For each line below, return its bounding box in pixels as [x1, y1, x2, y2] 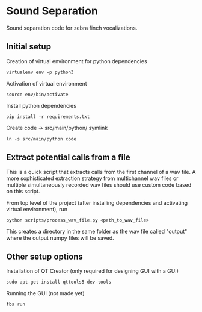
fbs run [6, 301, 26, 308]
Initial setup [6, 42, 52, 52]
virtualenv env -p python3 [6, 69, 74, 75]
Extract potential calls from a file [6, 152, 130, 163]
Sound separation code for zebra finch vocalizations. [6, 24, 138, 31]
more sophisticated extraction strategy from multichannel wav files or [6, 175, 179, 182]
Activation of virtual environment [6, 80, 87, 87]
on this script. [6, 187, 40, 195]
